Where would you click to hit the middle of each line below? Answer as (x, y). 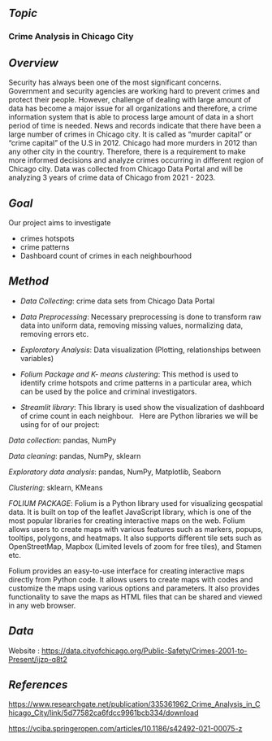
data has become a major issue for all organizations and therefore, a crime (133, 108)
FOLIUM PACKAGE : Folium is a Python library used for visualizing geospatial (136, 503)
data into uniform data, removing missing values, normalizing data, (132, 325)
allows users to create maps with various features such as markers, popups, (136, 529)
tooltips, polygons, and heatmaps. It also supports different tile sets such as (135, 538)
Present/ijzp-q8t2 (38, 659)
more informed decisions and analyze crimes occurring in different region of (136, 160)
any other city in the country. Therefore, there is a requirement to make (127, 152)
